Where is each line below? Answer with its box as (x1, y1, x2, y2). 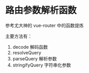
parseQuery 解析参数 (12, 55, 57, 61)
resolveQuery (12, 49, 42, 56)
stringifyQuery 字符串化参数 (12, 62, 71, 68)
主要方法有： (5, 33, 32, 39)
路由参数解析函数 (5, 5, 77, 16)
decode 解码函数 (12, 44, 48, 50)
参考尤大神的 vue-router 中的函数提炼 (5, 22, 84, 28)
